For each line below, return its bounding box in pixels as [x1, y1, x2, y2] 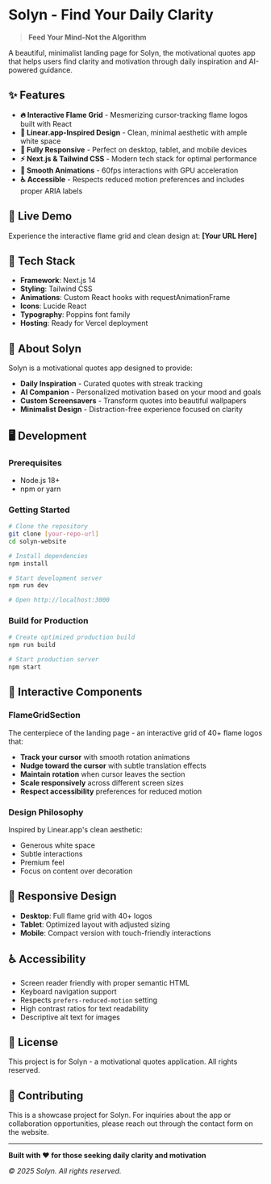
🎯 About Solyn [8, 341, 82, 356]
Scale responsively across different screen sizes [19, 778, 184, 787]
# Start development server [8, 574, 103, 582]
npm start [8, 663, 42, 671]
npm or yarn [19, 484, 61, 494]
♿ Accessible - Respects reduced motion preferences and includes [19, 174, 244, 184]
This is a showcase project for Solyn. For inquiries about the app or [8, 1111, 231, 1120]
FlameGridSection [8, 710, 81, 721]
